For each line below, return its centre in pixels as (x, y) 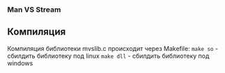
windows (20, 63)
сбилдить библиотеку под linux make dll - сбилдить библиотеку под (108, 56)
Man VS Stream (34, 10)
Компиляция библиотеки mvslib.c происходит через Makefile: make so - (113, 48)
